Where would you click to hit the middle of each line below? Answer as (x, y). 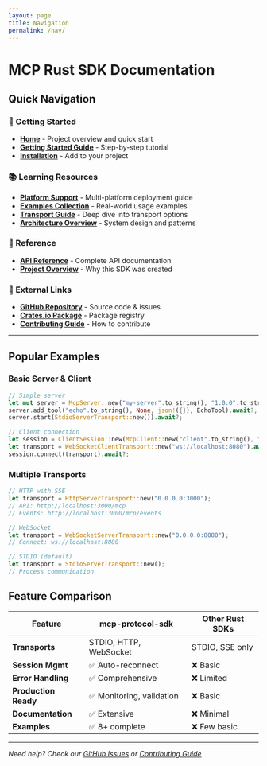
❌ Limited (210, 678)
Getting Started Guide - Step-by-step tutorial (94, 147)
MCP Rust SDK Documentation (112, 70)
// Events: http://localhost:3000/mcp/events (85, 513)
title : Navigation (39, 23)
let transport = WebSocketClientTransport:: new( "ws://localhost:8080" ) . (131, 447)
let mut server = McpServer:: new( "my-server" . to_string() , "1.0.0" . (124, 402)
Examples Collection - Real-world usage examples (104, 206)
